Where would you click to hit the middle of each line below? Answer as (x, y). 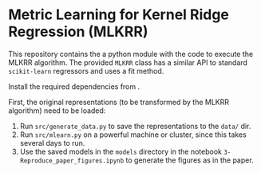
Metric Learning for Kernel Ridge (119, 15)
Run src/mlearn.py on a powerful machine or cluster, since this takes (133, 135)
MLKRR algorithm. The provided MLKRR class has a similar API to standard (128, 62)
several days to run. (52, 143)
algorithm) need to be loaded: (57, 111)
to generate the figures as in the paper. (190, 160)
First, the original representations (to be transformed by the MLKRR (119, 102)
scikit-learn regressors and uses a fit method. (86, 70)
